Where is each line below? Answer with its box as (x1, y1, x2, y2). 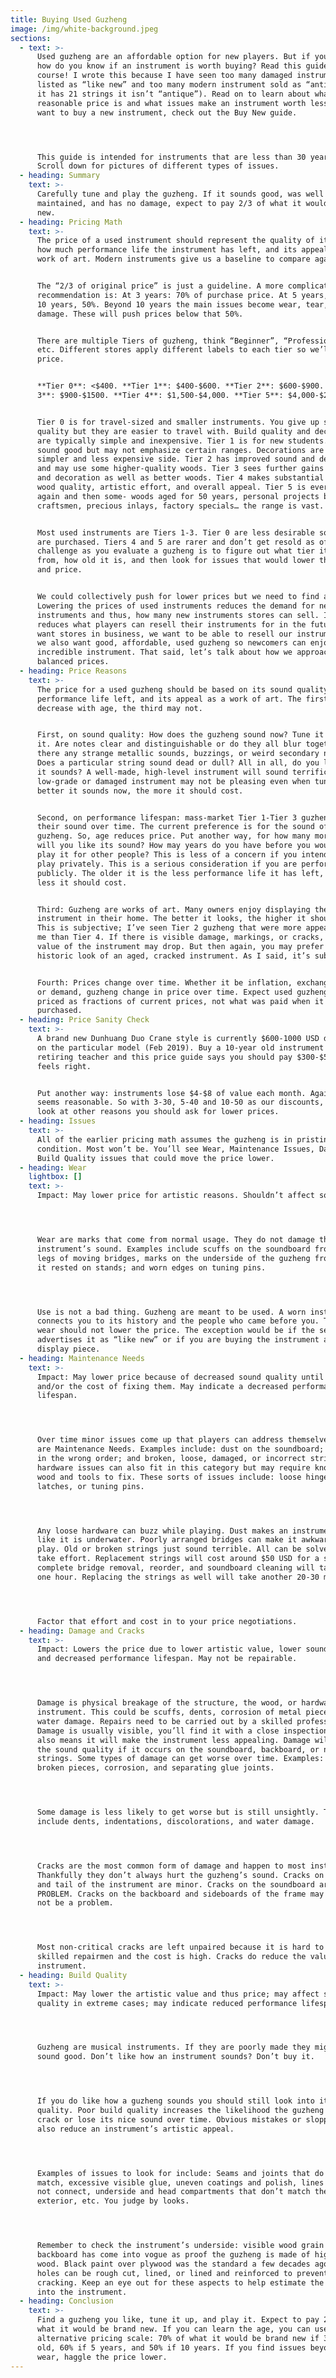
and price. (36, 565, 83, 575)
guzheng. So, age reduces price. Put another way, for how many (36, 831, 311, 841)
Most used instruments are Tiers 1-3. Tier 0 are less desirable (36, 527, 315, 538)
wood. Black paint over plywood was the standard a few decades (36, 2259, 311, 2269)
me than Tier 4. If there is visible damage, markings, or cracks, (36, 932, 325, 943)
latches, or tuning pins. (36, 1481, 145, 1491)
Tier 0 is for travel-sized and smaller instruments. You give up (36, 417, 320, 427)
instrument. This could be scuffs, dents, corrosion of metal (36, 1707, 302, 1717)
